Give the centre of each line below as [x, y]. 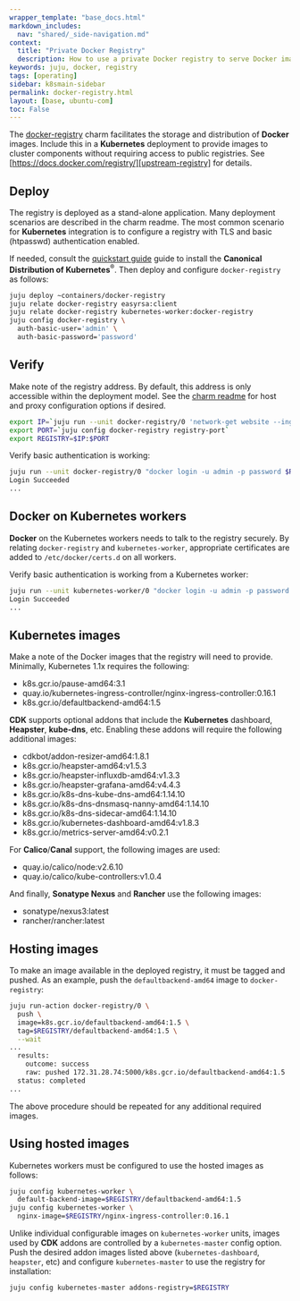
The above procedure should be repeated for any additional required [135, 1106]
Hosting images [54, 949]
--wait [29, 1039]
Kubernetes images [65, 635]
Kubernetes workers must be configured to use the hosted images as [137, 1165]
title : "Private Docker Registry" [81, 51]
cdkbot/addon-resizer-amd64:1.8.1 [86, 756]
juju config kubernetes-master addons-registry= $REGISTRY [119, 1288]
